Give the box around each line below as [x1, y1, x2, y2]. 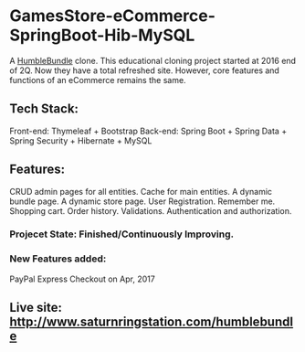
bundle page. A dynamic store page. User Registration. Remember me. [9, 196, 276, 207]
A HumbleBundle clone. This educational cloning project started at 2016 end [9, 55, 297, 66]
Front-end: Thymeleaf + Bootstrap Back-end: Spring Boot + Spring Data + [9, 125, 288, 136]
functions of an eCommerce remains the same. [9, 74, 186, 85]
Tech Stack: [9, 101, 79, 117]
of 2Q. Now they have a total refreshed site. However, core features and [9, 65, 280, 76]
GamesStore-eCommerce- [9, 5, 216, 27]
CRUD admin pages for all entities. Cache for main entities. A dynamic [9, 186, 272, 197]
